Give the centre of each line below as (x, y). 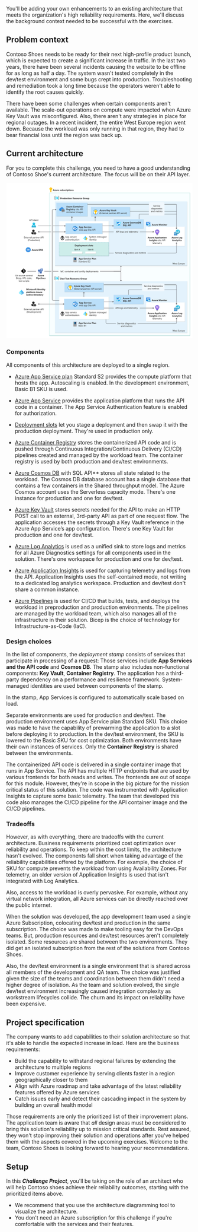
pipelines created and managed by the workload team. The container (99, 455)
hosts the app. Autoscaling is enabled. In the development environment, (102, 383)
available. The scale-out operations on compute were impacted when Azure (98, 110)
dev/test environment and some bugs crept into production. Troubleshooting (99, 79)
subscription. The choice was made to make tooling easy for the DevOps (95, 929)
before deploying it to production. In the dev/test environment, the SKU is (95, 734)
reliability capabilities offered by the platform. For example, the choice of (95, 862)
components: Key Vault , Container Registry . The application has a (88, 674)
